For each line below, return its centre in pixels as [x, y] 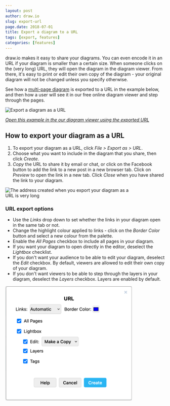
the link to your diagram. [38, 180]
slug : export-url [24, 21]
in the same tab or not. [36, 225]
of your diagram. [30, 268]
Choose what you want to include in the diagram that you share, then [84, 153]
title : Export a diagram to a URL [42, 32]
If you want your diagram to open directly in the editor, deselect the [83, 247]
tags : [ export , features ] [32, 38]
